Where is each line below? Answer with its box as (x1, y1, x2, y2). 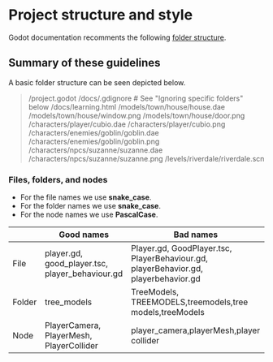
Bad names (173, 229, 218, 240)
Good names (58, 229, 110, 240)
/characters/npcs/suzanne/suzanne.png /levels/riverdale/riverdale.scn (28, 153, 265, 163)
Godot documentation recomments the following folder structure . (8, 32, 227, 42)
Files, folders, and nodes (8, 174, 108, 185)
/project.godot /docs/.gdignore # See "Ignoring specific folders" (28, 93, 244, 103)
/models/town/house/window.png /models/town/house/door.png (28, 110, 245, 120)
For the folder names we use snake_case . (19, 201, 161, 211)
